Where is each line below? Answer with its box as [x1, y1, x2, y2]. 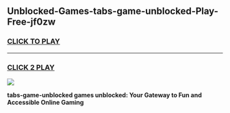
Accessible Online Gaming [7, 98, 84, 106]
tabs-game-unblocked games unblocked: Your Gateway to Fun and [7, 90, 202, 99]
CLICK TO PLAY [7, 37, 60, 47]
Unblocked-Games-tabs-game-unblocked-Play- [7, 5, 219, 17]
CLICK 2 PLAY [7, 62, 55, 72]
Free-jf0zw [7, 16, 56, 28]
